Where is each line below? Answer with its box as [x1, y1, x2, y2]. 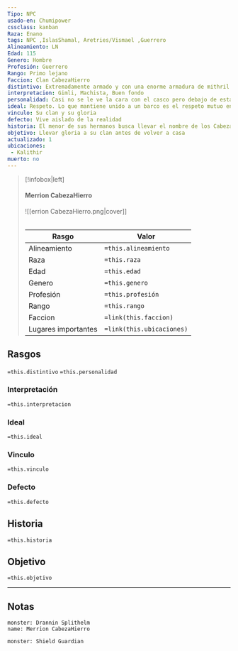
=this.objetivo [7, 574, 52, 582]
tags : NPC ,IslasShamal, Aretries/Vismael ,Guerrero [7, 37, 166, 44]
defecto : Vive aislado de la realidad [7, 116, 122, 123]
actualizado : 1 [7, 136, 52, 143]
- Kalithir [10, 149, 42, 156]
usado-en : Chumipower [7, 17, 72, 24]
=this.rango [104, 302, 145, 310]
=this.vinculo [7, 466, 50, 473]
